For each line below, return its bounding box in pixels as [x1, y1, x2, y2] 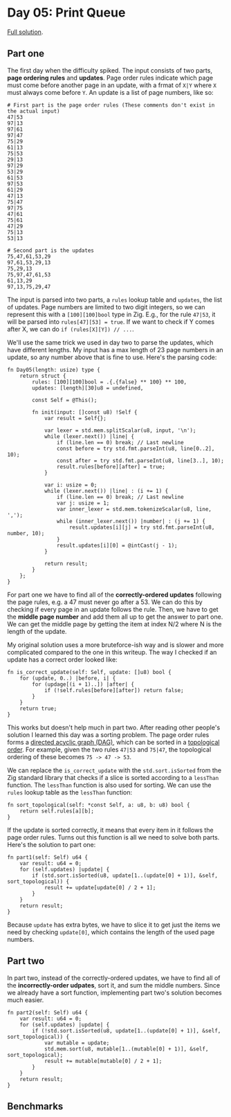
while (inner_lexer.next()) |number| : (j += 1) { [56, 518, 206, 525]
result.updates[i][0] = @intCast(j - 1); [56, 542, 178, 549]
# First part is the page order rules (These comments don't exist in [7, 102, 215, 109]
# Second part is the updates [7, 247, 95, 254]
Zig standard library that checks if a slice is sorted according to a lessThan [7, 773, 219, 781]
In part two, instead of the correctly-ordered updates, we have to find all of [7, 974, 221, 982]
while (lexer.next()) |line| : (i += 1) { [44, 487, 169, 494]
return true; [19, 705, 57, 712]
